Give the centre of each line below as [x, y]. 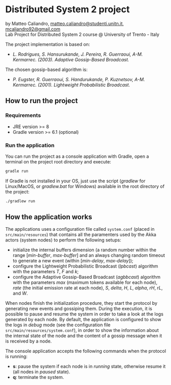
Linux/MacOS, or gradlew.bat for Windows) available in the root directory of [85, 186]
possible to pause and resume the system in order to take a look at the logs [84, 314]
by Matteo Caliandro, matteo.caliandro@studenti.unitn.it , [65, 23]
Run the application [30, 145]
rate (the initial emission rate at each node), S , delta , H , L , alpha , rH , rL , [88, 288]
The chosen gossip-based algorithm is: [46, 69]
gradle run [17, 171]
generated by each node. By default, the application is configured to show [83, 320]
